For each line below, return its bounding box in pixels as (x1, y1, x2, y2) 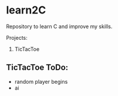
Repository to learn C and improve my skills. (6, 23, 113, 30)
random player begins (14, 78, 68, 85)
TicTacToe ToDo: (6, 63, 69, 73)
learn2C (6, 4, 46, 17)
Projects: (6, 34, 28, 41)
